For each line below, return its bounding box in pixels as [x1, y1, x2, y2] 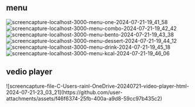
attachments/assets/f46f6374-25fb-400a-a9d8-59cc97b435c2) [6, 95, 163, 102]
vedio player [6, 67, 53, 77]
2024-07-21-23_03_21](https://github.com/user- [6, 89, 123, 96]
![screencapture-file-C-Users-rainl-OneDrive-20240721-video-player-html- [6, 82, 190, 89]
